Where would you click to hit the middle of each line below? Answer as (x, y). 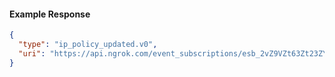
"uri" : (32, 53)
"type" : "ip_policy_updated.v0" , (88, 45)
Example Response (50, 14)
